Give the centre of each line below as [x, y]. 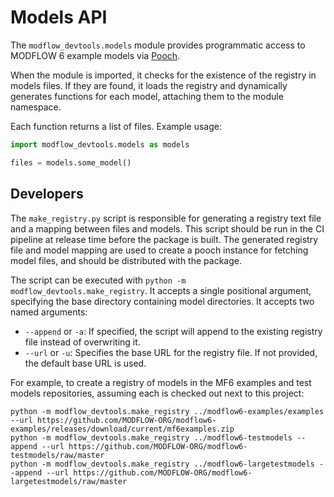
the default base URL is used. [85, 363]
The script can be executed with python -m [98, 280]
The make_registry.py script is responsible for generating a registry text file [166, 218]
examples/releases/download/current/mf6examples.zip [122, 429]
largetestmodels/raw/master [69, 481]
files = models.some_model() [71, 162]
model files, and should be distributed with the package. [126, 260]
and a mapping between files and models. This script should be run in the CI [167, 228]
